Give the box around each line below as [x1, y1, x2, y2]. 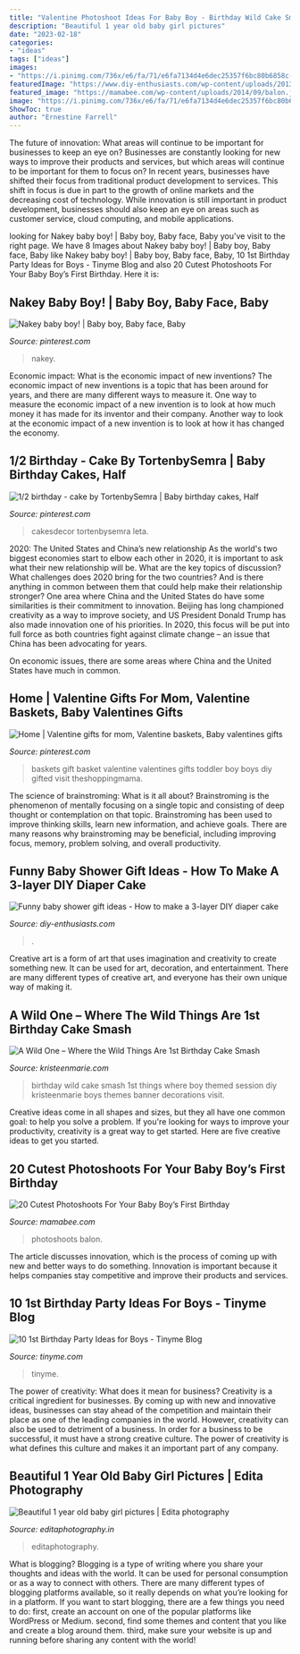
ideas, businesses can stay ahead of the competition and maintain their [9, 1404, 271, 1415]
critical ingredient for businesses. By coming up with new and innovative [9, 1395, 277, 1405]
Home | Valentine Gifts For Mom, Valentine [9, 691, 251, 707]
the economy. [9, 427, 60, 438]
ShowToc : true [9, 105, 62, 114]
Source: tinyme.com [9, 1351, 83, 1361]
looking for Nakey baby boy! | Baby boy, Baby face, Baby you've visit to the [9, 231, 286, 242]
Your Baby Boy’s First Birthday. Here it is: [9, 269, 160, 280]
